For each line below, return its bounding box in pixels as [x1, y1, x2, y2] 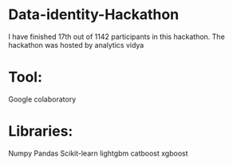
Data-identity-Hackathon [8, 6, 180, 24]
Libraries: [8, 122, 73, 141]
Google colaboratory [8, 94, 77, 104]
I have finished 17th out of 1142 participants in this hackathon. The [8, 32, 225, 41]
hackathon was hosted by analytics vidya [8, 40, 144, 49]
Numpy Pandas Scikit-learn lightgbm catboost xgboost [8, 149, 189, 158]
